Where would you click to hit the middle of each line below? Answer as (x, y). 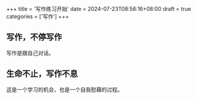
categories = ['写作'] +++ (38, 16)
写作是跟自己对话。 (30, 53)
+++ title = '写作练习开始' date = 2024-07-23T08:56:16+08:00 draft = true (99, 9)
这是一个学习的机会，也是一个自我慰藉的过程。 (64, 89)
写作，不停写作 (34, 37)
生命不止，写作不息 (42, 74)
